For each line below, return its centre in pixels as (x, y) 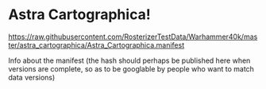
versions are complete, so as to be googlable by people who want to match (131, 68)
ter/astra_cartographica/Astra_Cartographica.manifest (96, 44)
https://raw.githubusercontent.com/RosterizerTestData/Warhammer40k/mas (133, 37)
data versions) (32, 77)
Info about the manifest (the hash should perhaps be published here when (129, 60)
